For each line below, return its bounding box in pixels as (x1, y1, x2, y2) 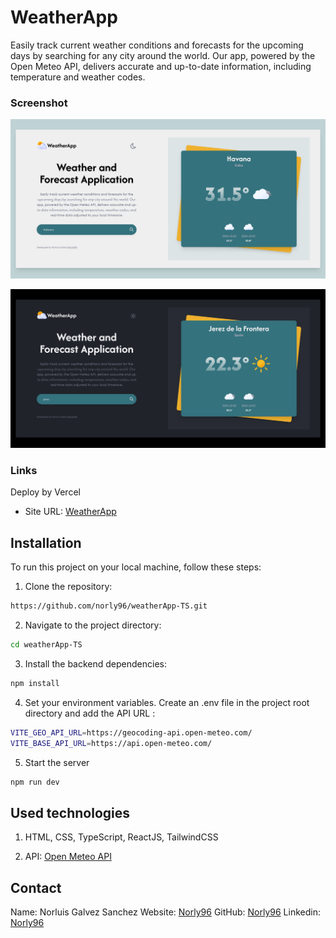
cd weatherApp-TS (10, 640, 83, 650)
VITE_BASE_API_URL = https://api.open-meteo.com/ (10, 738, 213, 748)
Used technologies (10, 804, 131, 821)
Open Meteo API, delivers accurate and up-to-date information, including (10, 60, 312, 72)
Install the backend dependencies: (24, 658, 168, 670)
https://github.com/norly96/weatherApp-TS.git (10, 601, 208, 611)
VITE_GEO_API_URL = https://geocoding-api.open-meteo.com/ (10, 727, 253, 738)
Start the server (24, 756, 90, 768)
